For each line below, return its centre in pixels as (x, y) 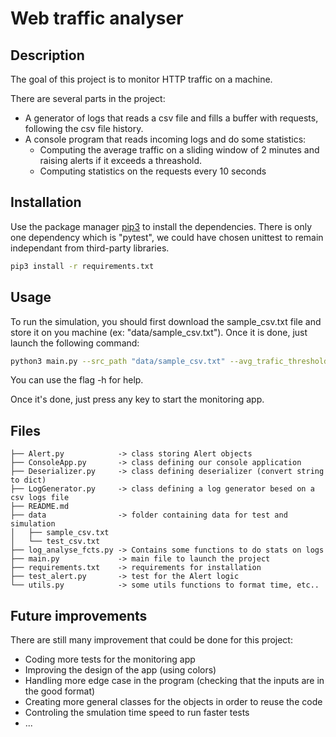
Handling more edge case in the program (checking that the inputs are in (174, 680)
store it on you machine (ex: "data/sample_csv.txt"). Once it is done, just (159, 332)
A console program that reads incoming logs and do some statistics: (165, 139)
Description (47, 55)
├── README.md (40, 507)
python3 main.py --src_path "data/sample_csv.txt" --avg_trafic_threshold (169, 361)
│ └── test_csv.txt (55, 542)
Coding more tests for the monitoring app (110, 659)
